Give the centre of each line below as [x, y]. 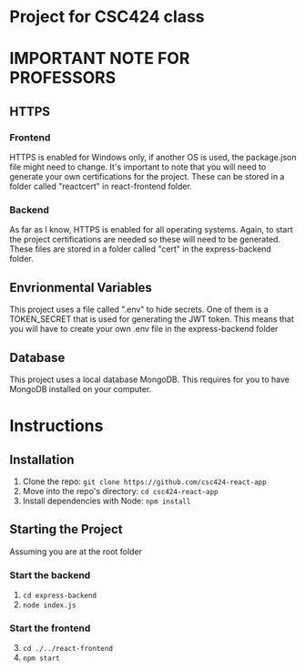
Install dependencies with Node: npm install [107, 501]
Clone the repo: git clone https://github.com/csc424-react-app [144, 481]
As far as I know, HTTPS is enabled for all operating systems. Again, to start [151, 230]
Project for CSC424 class [107, 17]
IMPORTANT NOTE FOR [100, 59]
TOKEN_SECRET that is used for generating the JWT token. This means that [152, 319]
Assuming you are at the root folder [76, 551]
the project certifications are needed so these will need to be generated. [145, 240]
